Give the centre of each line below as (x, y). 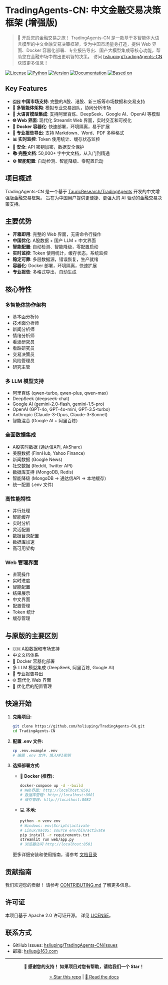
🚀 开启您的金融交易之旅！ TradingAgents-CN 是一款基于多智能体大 (86, 38)
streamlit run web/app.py (47, 840)
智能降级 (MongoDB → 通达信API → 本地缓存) (59, 478)
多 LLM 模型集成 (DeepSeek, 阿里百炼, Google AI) (63, 668)
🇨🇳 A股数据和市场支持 (36, 649)
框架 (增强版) (31, 23)
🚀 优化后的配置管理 (32, 686)
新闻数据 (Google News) (37, 459)
